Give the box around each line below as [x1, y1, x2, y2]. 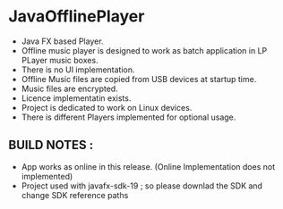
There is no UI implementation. [21, 64, 135, 75]
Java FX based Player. [21, 36, 104, 46]
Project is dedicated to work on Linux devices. [21, 102, 193, 113]
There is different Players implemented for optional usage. [21, 112, 236, 122]
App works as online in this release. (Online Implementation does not [21, 161, 275, 171]
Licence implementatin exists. [21, 92, 132, 104]
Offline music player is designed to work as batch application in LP [21, 45, 268, 55]
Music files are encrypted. [21, 83, 118, 94]
